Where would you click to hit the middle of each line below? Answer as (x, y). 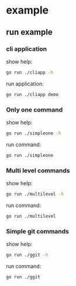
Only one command (34, 110)
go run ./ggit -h (27, 255)
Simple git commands (37, 231)
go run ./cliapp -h (30, 72)
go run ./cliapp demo (32, 94)
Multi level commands (38, 170)
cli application (27, 49)
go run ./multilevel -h (35, 194)
